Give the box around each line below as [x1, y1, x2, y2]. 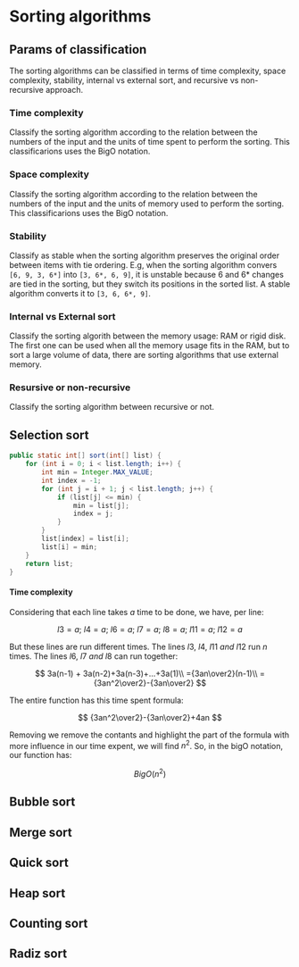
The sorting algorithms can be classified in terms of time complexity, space [9, 65, 287, 76]
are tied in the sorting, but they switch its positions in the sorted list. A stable [9, 279, 291, 289]
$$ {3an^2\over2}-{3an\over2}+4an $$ [77, 712, 222, 722]
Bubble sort [9, 795, 76, 810]
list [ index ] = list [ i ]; [41, 534, 129, 544]
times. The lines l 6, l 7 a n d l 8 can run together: [9, 650, 179, 662]
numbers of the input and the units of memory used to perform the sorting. [9, 198, 285, 209]
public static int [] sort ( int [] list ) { [9, 451, 162, 461]
